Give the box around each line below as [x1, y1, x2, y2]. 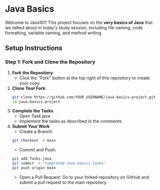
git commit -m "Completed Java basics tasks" [12, 161, 106, 166]
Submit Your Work [12, 123, 50, 130]
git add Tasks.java [12, 156, 52, 161]
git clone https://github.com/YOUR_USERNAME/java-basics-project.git [12, 95, 156, 99]
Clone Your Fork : [12, 85, 47, 91]
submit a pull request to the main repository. [19, 179, 108, 185]
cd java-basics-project [12, 99, 61, 104]
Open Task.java [19, 113, 50, 119]
